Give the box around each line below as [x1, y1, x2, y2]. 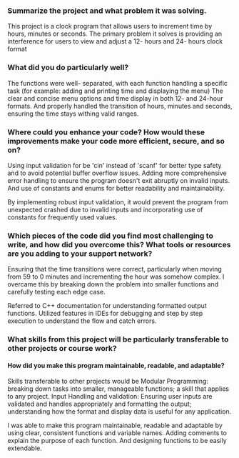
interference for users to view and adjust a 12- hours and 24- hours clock [7, 37, 223, 46]
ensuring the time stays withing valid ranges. [7, 109, 139, 118]
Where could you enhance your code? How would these [7, 127, 205, 137]
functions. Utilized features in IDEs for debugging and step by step [7, 309, 203, 318]
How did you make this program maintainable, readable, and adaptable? [7, 361, 225, 369]
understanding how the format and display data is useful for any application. [7, 407, 232, 416]
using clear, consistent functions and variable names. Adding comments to [7, 429, 227, 437]
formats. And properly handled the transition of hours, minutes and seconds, [7, 101, 233, 110]
